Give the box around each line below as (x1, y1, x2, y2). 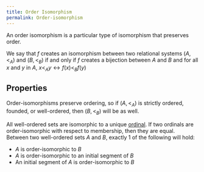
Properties (6, 83, 47, 93)
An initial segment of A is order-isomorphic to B (15, 158, 135, 165)
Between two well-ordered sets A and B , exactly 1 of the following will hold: (6, 134, 195, 141)
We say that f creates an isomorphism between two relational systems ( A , (6, 49, 191, 57)
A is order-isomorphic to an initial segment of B (15, 152, 134, 159)
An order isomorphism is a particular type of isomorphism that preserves (6, 31, 189, 38)
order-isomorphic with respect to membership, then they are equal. (6, 127, 175, 134)
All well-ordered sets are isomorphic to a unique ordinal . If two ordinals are (6, 120, 194, 128)
